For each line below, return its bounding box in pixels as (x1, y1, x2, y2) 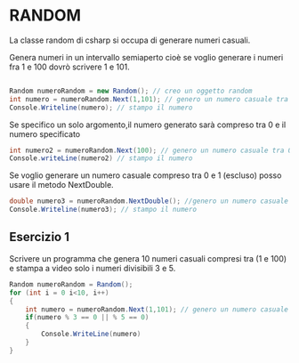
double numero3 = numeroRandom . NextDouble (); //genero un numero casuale (9, 197, 289, 206)
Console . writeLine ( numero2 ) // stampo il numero (9, 154, 193, 163)
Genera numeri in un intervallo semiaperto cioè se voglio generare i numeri (9, 52, 284, 62)
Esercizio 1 (9, 230, 69, 245)
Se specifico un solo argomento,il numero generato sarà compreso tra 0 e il (9, 119, 287, 130)
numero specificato (9, 128, 81, 139)
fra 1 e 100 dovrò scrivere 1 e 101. (9, 61, 131, 72)
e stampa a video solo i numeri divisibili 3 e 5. (9, 262, 176, 273)
